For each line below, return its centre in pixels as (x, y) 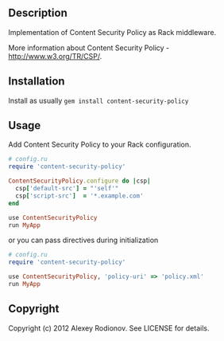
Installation (37, 82)
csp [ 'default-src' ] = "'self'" (67, 189)
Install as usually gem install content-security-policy (98, 100)
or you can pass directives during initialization (83, 240)
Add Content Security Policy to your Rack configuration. (100, 145)
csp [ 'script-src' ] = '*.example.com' (80, 196)
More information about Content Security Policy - (89, 48)
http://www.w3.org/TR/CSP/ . (55, 56)
